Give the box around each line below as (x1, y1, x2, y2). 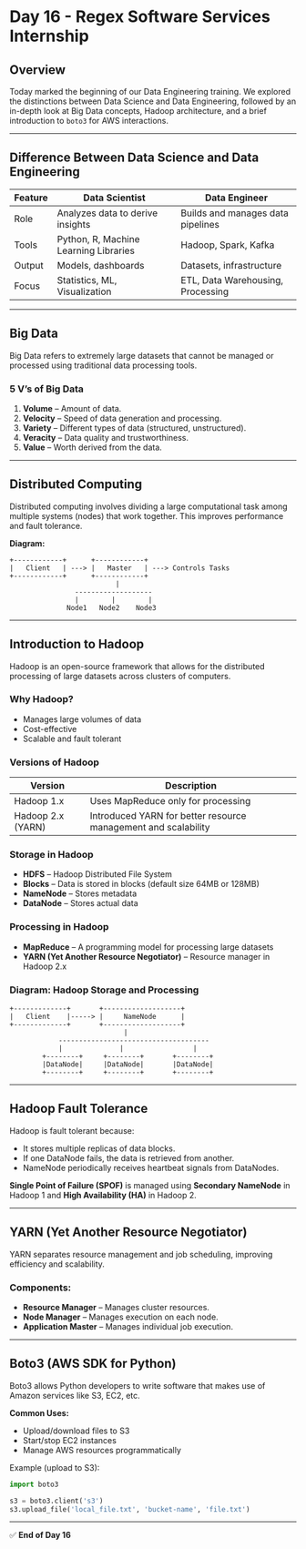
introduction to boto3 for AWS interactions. (9, 116, 169, 126)
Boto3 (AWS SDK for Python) (9, 1356, 177, 1371)
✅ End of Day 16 (9, 1530, 71, 1541)
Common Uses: (9, 1407, 70, 1418)
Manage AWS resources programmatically (22, 1444, 182, 1455)
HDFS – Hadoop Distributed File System (22, 869, 173, 880)
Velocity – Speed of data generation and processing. (22, 413, 222, 423)
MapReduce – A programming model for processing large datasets (22, 941, 274, 953)
